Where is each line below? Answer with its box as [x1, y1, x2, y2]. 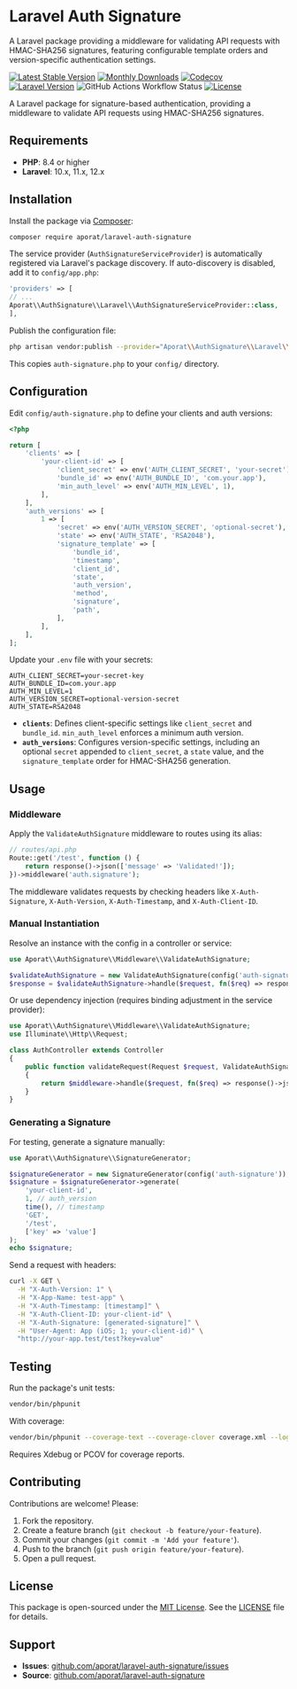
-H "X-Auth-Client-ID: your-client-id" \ [17, 1310, 172, 1319]
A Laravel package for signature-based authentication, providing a [9, 97, 251, 108]
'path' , [72, 605, 101, 614]
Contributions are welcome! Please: [9, 1498, 139, 1508]
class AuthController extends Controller [9, 1046, 164, 1055]
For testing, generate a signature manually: [9, 1136, 165, 1147]
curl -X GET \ [9, 1277, 62, 1286]
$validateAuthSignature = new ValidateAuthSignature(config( [9, 970, 240, 980]
